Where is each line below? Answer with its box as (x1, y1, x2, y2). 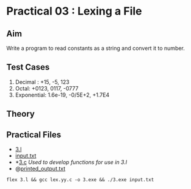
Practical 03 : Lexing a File (6, 4, 142, 18)
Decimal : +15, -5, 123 (15, 78, 70, 86)
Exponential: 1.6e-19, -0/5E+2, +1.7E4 (15, 91, 110, 98)
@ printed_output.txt (15, 165, 66, 173)
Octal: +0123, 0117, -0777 (15, 84, 79, 92)
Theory (6, 109, 35, 119)
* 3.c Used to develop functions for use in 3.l (15, 159, 127, 166)
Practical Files (6, 129, 62, 140)
